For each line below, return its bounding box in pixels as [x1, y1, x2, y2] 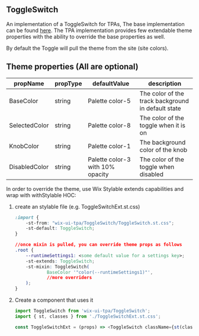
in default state [139, 104, 182, 112]
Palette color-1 [88, 142, 131, 150]
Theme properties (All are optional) [6, 62, 139, 72]
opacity [88, 170, 109, 178]
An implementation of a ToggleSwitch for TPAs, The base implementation [6, 20, 185, 27]
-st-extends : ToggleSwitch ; [25, 258, 95, 264]
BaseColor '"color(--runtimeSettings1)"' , [46, 269, 153, 275]
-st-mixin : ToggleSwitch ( [25, 264, 90, 270]
